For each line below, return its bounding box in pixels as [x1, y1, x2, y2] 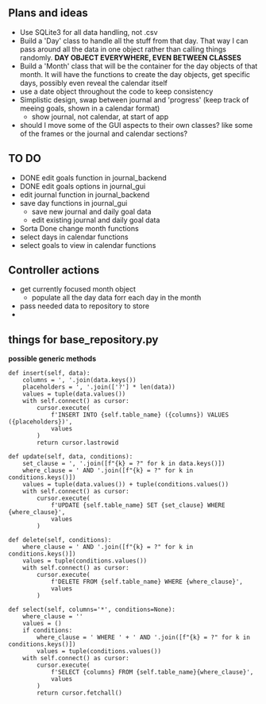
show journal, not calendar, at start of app [31, 111, 169, 122]
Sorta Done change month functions [19, 223, 139, 233]
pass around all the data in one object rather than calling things [19, 44, 227, 54]
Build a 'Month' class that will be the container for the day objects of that [19, 61, 258, 71]
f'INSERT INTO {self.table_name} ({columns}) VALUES [50, 411, 229, 420]
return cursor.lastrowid [37, 439, 119, 447]
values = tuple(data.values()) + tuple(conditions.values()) [22, 481, 229, 489]
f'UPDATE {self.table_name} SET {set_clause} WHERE [50, 501, 226, 509]
